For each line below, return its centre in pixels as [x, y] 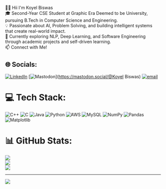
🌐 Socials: [21, 65]
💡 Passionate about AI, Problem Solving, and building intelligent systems [79, 25]
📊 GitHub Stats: [39, 141]
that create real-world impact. [35, 31]
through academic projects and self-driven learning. [58, 42]
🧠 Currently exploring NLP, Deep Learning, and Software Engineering [75, 36]
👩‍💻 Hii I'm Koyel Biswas [29, 8]
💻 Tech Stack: [36, 97]
